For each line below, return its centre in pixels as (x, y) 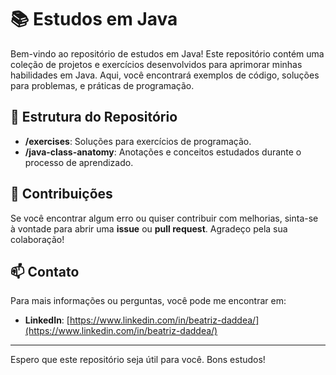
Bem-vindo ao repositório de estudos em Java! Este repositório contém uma (167, 53)
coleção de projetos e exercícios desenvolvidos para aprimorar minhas (156, 64)
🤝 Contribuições (61, 194)
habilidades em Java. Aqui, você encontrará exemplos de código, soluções (165, 75)
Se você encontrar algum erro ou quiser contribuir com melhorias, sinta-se (164, 218)
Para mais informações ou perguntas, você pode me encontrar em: (148, 301)
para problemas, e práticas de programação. (102, 85)
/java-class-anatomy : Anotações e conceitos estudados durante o (163, 152)
